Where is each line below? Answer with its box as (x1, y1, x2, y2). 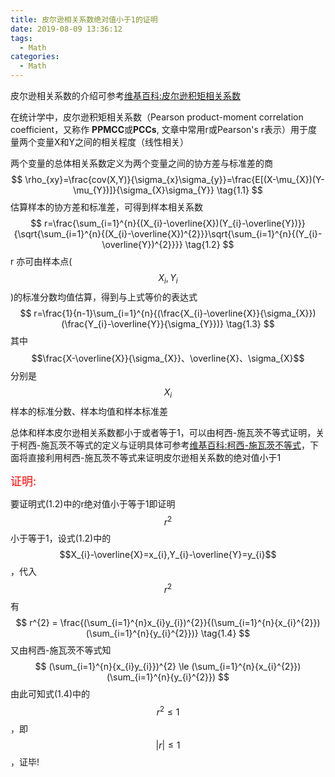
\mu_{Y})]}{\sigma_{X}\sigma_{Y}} (73, 184, 215, 196)
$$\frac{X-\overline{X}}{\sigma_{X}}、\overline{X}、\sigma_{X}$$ (31, 352, 305, 364)
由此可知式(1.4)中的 (10, 687, 90, 700)
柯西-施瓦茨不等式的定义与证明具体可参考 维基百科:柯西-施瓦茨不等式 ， (18, 439, 310, 451)
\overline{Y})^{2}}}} (101, 239, 183, 250)
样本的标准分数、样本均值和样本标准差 (10, 405, 168, 417)
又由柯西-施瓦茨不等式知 (10, 644, 112, 656)
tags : (10, 33, 33, 43)
